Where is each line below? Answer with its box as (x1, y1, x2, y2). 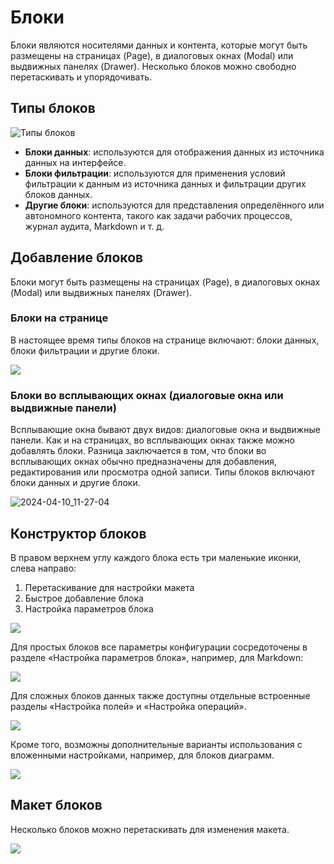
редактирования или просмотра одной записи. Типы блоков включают (10, 466, 316, 478)
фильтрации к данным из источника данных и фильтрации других (24, 177, 307, 190)
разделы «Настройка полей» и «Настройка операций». (10, 700, 247, 712)
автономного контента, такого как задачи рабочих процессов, (24, 209, 293, 221)
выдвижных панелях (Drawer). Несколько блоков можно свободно (10, 60, 297, 72)
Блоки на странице (10, 311, 109, 325)
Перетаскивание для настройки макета (24, 581, 195, 593)
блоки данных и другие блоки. (10, 477, 141, 489)
